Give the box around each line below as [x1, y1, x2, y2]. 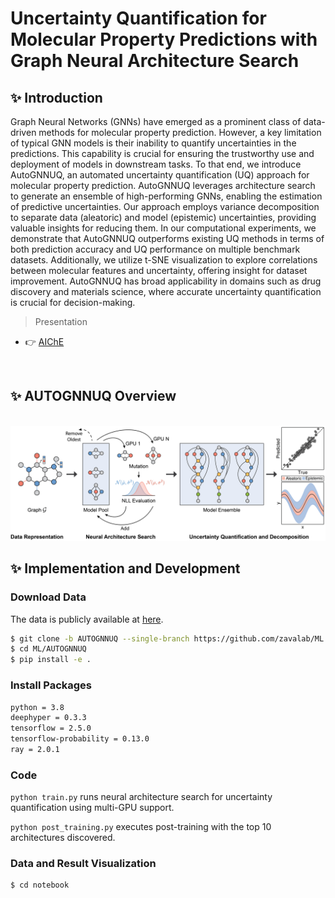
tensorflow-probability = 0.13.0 [10, 734, 150, 744]
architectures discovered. [10, 832, 116, 844]
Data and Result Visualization [10, 857, 157, 871]
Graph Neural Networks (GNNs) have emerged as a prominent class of [10, 116, 302, 127]
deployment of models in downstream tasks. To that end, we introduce [10, 158, 302, 170]
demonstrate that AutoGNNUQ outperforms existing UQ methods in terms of [10, 233, 325, 244]
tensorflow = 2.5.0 [10, 723, 92, 734]
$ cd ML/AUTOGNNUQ [10, 644, 87, 654]
